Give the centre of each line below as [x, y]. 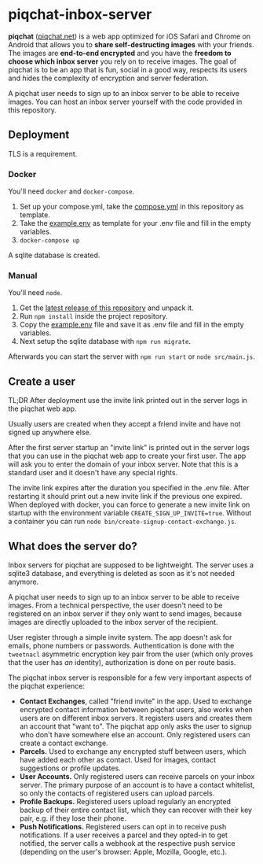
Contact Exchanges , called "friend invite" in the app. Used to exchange [136, 701]
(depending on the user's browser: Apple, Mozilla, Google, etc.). [123, 851]
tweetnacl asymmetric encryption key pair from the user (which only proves [131, 654]
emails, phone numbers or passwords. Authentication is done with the [121, 645]
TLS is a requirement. [43, 153]
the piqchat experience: [46, 685]
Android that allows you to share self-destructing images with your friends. [131, 44]
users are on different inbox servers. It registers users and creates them [136, 718]
